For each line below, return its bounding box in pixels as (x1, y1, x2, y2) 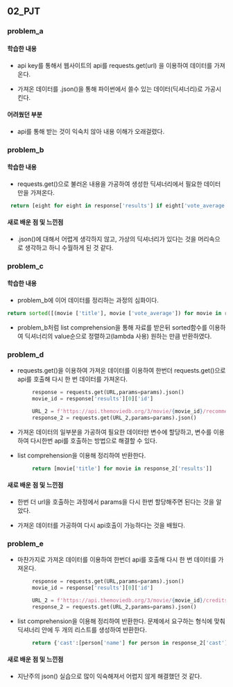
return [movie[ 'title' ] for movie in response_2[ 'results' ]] (32, 465, 213, 472)
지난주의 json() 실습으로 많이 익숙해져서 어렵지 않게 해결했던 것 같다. (17, 672, 202, 680)
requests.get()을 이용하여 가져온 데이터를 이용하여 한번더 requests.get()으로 (17, 366, 226, 375)
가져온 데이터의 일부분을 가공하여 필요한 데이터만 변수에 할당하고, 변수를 (17, 427, 212, 436)
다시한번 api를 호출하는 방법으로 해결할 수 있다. (30, 436, 157, 445)
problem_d (7, 350, 44, 359)
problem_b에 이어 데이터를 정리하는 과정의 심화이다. (17, 296, 159, 305)
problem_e (7, 538, 44, 548)
